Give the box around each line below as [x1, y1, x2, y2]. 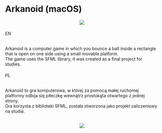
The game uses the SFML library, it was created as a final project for [5, 56, 142, 62]
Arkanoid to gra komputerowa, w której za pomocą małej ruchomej [5, 88, 139, 93]
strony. [5, 98, 19, 104]
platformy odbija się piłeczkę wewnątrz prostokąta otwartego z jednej [5, 93, 145, 99]
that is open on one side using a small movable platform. [5, 51, 119, 57]
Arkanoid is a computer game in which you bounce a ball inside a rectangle [5, 45, 156, 52]
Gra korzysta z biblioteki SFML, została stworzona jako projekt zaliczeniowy [5, 103, 158, 109]
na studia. [5, 109, 25, 114]
